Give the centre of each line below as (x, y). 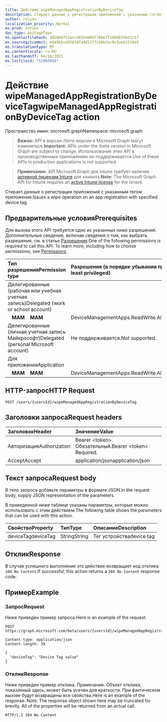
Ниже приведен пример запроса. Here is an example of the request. (76, 617)
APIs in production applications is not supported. (67, 162)
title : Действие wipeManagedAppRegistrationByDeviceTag (64, 10)
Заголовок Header (30, 431)
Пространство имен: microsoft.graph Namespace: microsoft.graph (74, 131)
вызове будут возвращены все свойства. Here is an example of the (75, 696)
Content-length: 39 (25, 644)
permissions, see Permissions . (37, 251)
